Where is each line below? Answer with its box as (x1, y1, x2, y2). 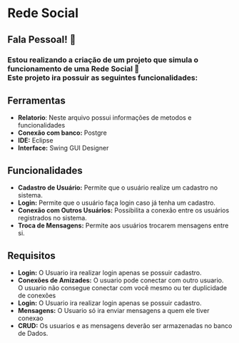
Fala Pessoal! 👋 (7, 34, 76, 46)
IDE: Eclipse (17, 136, 54, 145)
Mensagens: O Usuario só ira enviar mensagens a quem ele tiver (17, 306, 210, 314)
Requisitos (7, 250, 56, 262)
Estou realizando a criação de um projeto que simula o (7, 55, 198, 65)
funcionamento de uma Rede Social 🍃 (7, 63, 140, 73)
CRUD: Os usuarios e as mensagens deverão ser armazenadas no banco (17, 321, 233, 329)
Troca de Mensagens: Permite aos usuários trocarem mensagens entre (17, 221, 229, 230)
